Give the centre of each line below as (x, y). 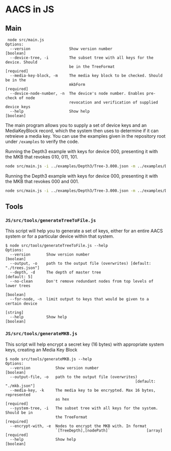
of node (27, 98)
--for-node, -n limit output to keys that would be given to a (79, 299)
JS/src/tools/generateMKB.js (41, 334)
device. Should (21, 62)
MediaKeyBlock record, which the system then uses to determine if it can (82, 131)
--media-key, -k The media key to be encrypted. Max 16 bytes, (83, 390)
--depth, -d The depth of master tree (55, 272)
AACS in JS (30, 9)
